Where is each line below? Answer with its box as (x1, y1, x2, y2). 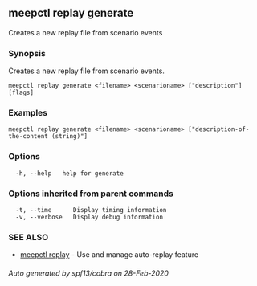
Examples (8, 108, 48, 119)
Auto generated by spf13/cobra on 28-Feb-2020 (8, 268, 169, 278)
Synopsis (8, 47, 46, 59)
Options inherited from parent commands (8, 188, 174, 199)
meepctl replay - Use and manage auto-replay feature (19, 250, 199, 259)
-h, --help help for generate (15, 169, 124, 178)
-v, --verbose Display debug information (15, 213, 163, 221)
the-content (8, 133, 48, 141)
